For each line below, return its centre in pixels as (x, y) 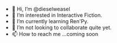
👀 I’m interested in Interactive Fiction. (57, 15)
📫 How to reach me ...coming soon (55, 34)
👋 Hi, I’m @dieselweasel (41, 9)
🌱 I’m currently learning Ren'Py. (50, 21)
